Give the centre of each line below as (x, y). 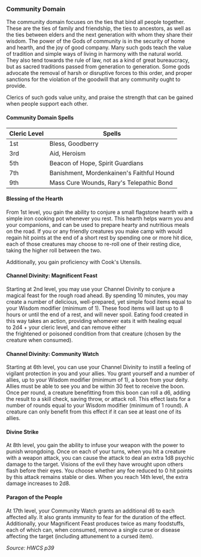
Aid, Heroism (68, 153)
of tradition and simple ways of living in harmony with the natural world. (95, 54)
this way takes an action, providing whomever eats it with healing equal (94, 321)
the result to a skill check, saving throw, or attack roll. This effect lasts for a (98, 399)
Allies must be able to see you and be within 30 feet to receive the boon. (95, 387)
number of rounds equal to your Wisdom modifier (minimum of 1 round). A (97, 405)
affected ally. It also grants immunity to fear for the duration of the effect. (96, 517)
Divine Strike (22, 432)
